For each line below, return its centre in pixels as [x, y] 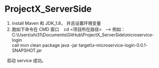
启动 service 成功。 [26, 60]
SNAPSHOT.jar [27, 50]
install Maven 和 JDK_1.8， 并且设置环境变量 [56, 23]
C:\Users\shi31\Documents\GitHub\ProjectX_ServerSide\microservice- [83, 35]
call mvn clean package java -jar [45, 45]
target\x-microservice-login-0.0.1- [113, 45]
